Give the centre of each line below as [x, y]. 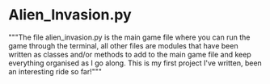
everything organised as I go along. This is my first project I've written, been [135, 63]
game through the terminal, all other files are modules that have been [123, 45]
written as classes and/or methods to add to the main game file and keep [130, 54]
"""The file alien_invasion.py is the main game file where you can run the [129, 37]
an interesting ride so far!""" [55, 71]
